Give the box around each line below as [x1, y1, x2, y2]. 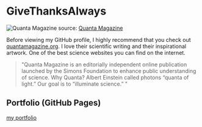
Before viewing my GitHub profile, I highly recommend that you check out [6, 36, 191, 43]
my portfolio [6, 114, 37, 121]
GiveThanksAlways [6, 4, 107, 18]
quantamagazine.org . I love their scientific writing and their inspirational [6, 43, 187, 50]
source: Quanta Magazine [58, 24, 123, 32]
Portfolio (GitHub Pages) [6, 98, 101, 108]
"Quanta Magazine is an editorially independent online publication [21, 61, 187, 68]
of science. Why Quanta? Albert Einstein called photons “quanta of [21, 74, 189, 81]
